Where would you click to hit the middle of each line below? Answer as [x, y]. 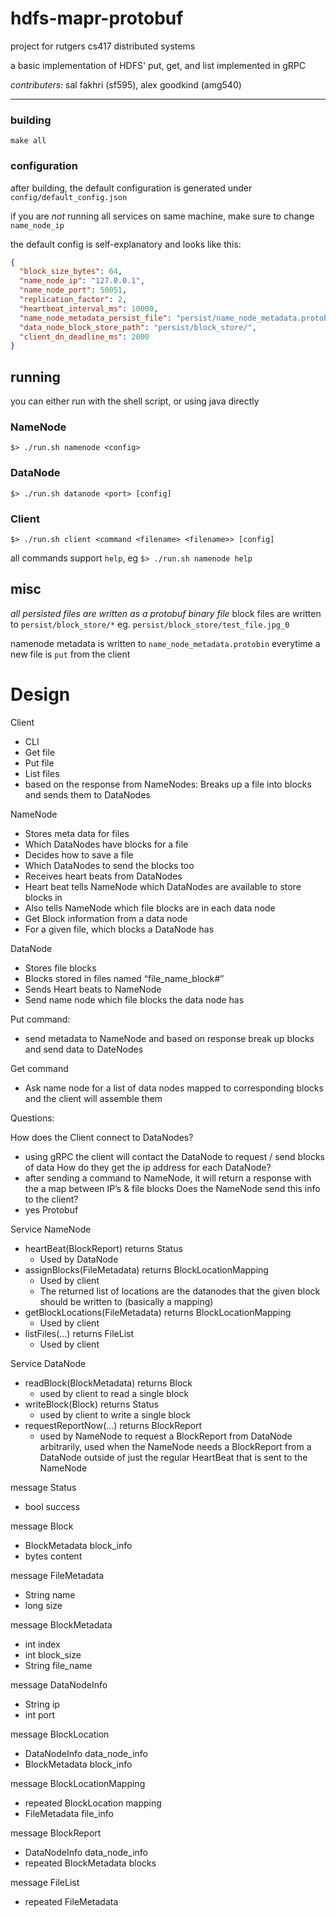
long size [43, 1605]
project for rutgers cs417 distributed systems [103, 46]
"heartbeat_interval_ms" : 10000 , [89, 308]
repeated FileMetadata [71, 1901]
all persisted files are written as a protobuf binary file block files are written [166, 613]
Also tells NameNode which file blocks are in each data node [150, 908]
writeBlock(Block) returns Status [91, 1404]
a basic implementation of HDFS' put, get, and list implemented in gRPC [158, 65]
